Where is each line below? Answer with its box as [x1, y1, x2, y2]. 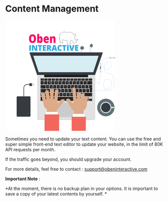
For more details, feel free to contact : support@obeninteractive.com [5, 166, 147, 172]
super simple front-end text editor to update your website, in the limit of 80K [5, 141, 163, 147]
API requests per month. [5, 146, 56, 152]
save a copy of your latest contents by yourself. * [5, 190, 107, 196]
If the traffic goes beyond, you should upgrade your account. [5, 156, 132, 162]
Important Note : [5, 175, 41, 181]
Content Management [5, 3, 99, 15]
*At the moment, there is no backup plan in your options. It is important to [5, 185, 158, 191]
